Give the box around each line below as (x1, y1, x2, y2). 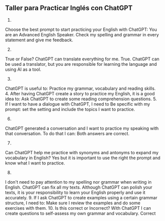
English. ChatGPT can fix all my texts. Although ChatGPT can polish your (5, 184, 153, 190)
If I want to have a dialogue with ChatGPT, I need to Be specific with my (5, 101, 150, 107)
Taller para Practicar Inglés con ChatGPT (5, 4, 133, 12)
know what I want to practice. (5, 160, 66, 166)
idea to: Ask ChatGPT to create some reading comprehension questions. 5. (5, 96, 157, 102)
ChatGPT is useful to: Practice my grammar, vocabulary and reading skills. (5, 85, 156, 91)
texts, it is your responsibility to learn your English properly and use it (5, 189, 146, 195)
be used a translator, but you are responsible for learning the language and (5, 61, 157, 67)
